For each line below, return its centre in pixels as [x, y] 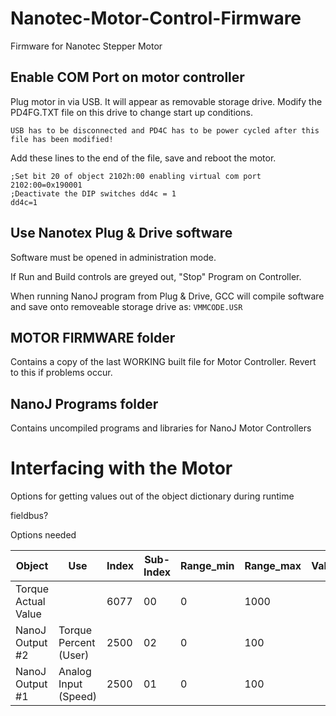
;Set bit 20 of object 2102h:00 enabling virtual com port [136, 176]
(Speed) [78, 697]
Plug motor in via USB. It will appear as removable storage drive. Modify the [166, 101]
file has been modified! [62, 139]
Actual [30, 602]
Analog [75, 672]
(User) [74, 655]
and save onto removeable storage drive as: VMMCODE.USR [126, 306]
